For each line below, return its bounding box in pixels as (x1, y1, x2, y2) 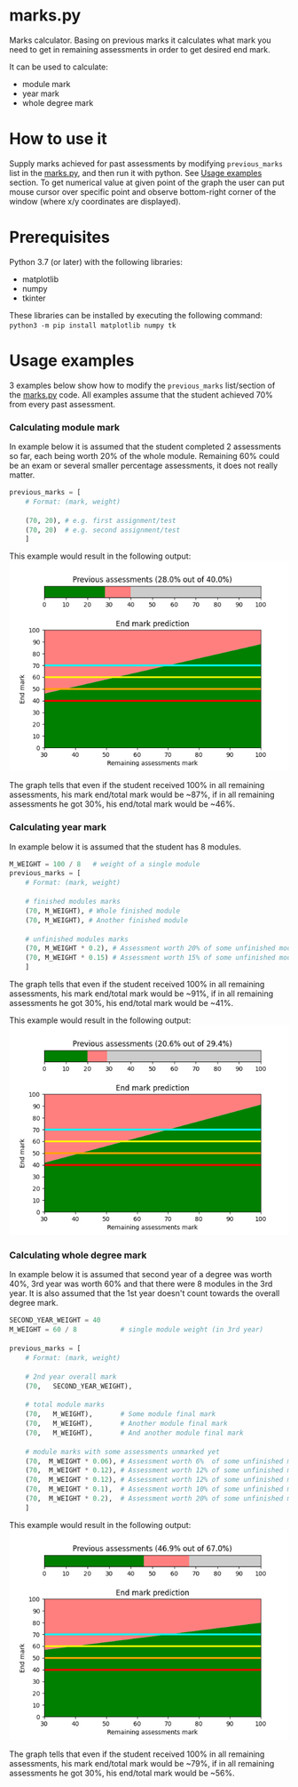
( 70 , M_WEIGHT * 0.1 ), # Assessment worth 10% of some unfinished (25, 1485, 284, 1494)
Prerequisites (9, 228, 111, 247)
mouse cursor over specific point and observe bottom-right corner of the (9, 186, 277, 197)
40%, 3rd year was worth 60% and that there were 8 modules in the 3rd (9, 1278, 273, 1290)
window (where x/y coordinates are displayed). (9, 196, 182, 206)
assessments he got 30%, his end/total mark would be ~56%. (9, 1767, 235, 1778)
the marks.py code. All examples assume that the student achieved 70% (9, 389, 273, 400)
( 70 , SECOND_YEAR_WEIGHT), (25, 1381, 133, 1390)
